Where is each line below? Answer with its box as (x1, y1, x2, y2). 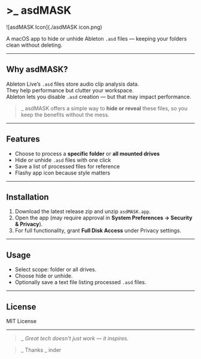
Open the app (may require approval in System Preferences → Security (14, 214, 193, 222)
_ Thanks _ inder (20, 346, 62, 354)
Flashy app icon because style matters (14, 169, 111, 176)
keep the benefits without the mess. (20, 111, 109, 118)
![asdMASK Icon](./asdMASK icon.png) (6, 23, 103, 31)
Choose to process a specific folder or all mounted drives (14, 150, 160, 157)
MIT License (6, 318, 37, 324)
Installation (6, 192, 49, 202)
